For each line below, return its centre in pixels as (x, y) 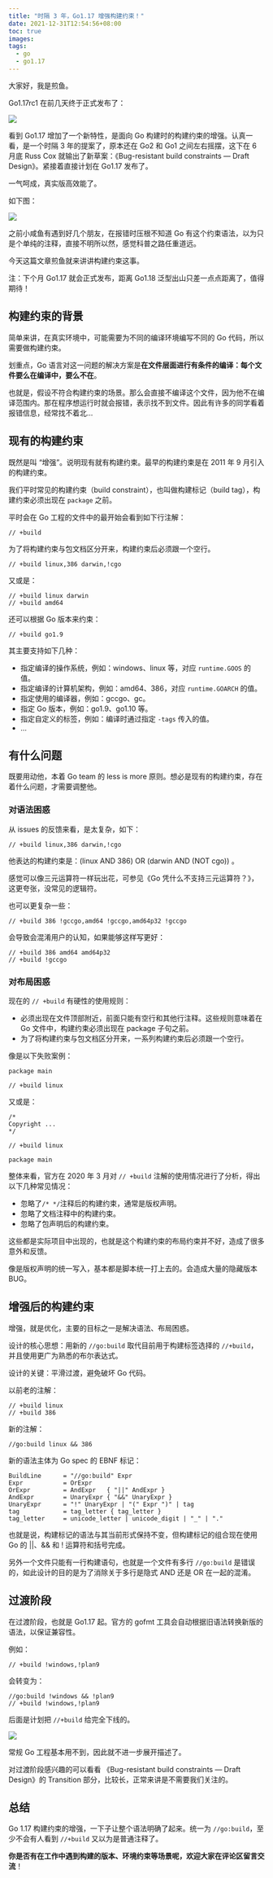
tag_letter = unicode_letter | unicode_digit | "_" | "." (116, 1518)
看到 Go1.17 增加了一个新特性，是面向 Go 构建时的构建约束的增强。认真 (127, 135)
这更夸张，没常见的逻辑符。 (55, 888)
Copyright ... (32, 1124)
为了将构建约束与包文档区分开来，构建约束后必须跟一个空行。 (112, 548)
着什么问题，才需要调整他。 (55, 787)
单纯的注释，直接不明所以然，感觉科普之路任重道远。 (111, 243)
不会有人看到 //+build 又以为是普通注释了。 (89, 1839)
